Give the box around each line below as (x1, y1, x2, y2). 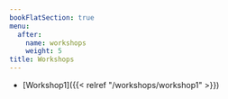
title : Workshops (9, 55, 75, 64)
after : (17, 30, 42, 39)
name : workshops (25, 38, 87, 48)
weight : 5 (25, 47, 63, 56)
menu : (9, 22, 30, 31)
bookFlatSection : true (9, 13, 95, 22)
